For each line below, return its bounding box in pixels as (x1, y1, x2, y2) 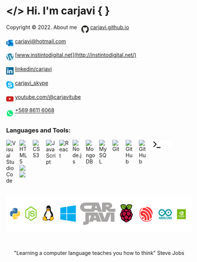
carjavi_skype (14, 80, 48, 87)
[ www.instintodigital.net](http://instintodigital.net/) (14, 51, 137, 58)
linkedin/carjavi (14, 65, 52, 73)
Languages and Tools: (6, 126, 71, 134)
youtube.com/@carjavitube (14, 93, 81, 101)
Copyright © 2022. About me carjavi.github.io (6, 24, 130, 31)
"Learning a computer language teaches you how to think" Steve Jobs (14, 250, 185, 257)
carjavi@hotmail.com (14, 37, 67, 45)
